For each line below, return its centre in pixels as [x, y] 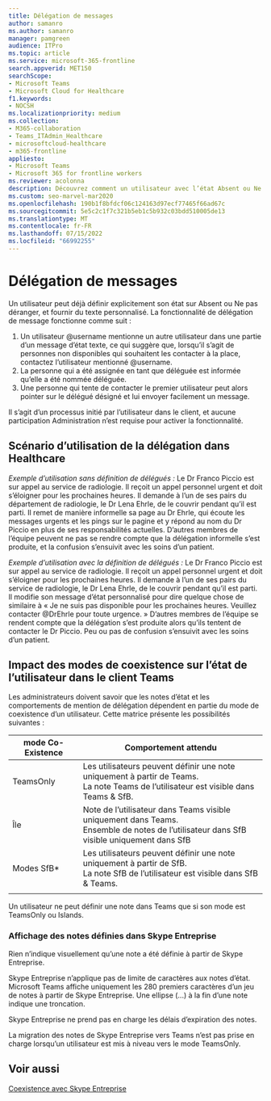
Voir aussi [34, 1069]
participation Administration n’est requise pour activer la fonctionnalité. [126, 420]
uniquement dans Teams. [131, 820]
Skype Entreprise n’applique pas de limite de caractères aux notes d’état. [129, 977]
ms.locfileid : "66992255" [52, 242]
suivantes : [26, 723]
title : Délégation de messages [61, 16]
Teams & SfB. [108, 796]
